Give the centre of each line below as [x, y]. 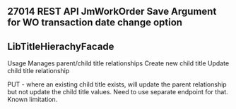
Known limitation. [33, 100]
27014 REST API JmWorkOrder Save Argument [112, 12]
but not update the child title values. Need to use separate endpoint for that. [118, 92]
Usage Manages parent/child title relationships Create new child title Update [118, 63]
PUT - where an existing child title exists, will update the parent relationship [117, 84]
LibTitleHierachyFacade [61, 46]
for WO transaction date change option [95, 23]
